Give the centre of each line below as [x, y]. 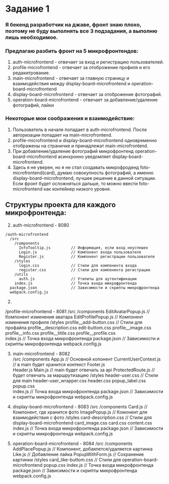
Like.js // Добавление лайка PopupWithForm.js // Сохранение [78, 454]
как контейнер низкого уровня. [77, 189]
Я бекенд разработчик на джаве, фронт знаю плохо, [73, 25]
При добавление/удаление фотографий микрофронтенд [73, 151]
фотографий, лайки [33, 105]
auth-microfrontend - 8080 [41, 225]
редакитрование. [31, 73]
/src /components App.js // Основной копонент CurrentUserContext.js [87, 359]
